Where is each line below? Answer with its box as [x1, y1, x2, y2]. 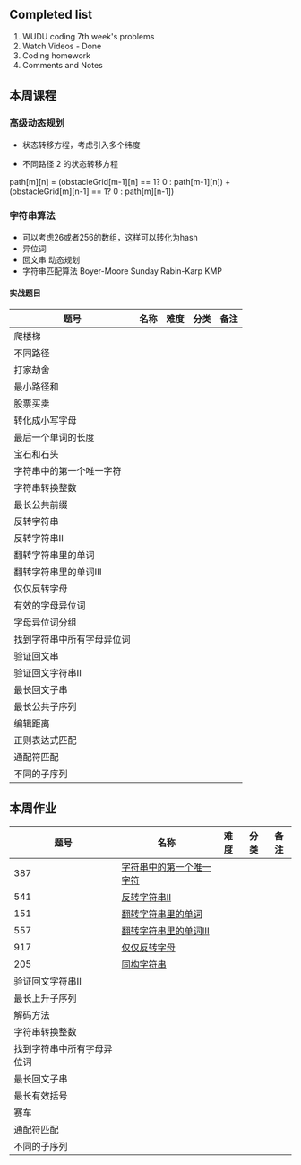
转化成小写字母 [13, 415, 78, 426]
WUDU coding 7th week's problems [21, 31, 155, 41]
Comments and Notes [21, 59, 103, 70]
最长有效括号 [13, 1090, 69, 1102]
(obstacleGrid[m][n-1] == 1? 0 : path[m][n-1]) [9, 186, 175, 197]
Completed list [9, 7, 93, 22]
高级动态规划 [9, 117, 65, 129]
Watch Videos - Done [21, 40, 102, 51]
